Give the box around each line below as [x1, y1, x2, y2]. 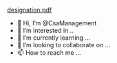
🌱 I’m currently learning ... [17, 34, 91, 42]
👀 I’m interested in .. [17, 27, 74, 34]
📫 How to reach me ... [17, 49, 81, 57]
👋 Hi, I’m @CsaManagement [17, 19, 97, 27]
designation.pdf [7, 6, 52, 14]
